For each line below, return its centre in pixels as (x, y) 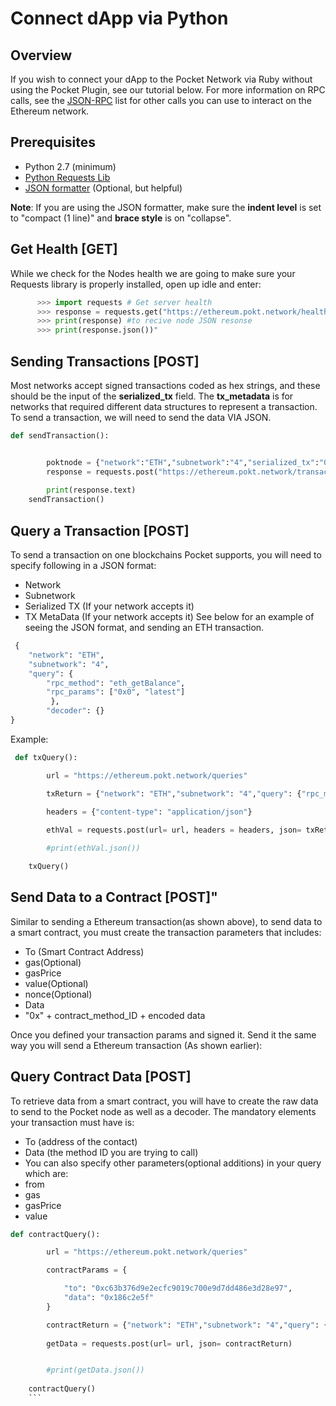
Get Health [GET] (64, 249)
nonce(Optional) (58, 994)
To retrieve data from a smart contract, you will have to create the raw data (164, 1101)
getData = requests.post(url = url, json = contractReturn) (169, 1343)
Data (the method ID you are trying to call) (111, 1152)
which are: (46, 1173)
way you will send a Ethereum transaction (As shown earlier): (136, 1045)
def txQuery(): (46, 757)
